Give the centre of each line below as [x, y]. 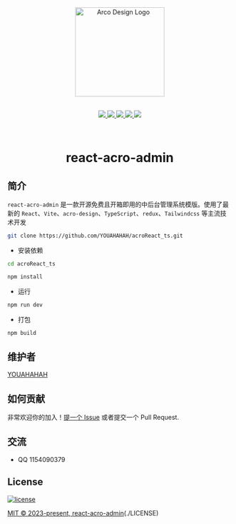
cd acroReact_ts [31, 263]
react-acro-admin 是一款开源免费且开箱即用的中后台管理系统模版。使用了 [115, 204]
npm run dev [25, 305]
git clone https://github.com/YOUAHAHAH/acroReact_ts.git [95, 236]
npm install [25, 277]
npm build [22, 333]
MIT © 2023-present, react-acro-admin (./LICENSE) [83, 513]
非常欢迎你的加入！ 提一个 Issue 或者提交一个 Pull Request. [93, 417]
